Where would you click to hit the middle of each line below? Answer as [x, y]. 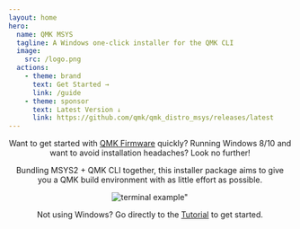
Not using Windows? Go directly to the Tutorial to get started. [150, 215]
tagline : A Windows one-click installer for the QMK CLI [125, 43]
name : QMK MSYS [45, 34]
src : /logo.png [53, 59]
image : [29, 51]
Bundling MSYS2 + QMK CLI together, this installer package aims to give [150, 171]
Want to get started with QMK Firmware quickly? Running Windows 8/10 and [150, 144]
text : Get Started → [71, 84]
